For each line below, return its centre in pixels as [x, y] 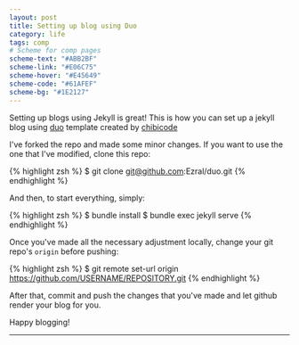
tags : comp [29, 42]
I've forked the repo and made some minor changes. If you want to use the [146, 144]
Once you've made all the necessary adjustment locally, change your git [141, 242]
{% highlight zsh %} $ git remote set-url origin [94, 268]
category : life [37, 34]
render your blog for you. [55, 305]
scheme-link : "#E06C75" [53, 68]
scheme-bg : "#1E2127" [49, 92]
